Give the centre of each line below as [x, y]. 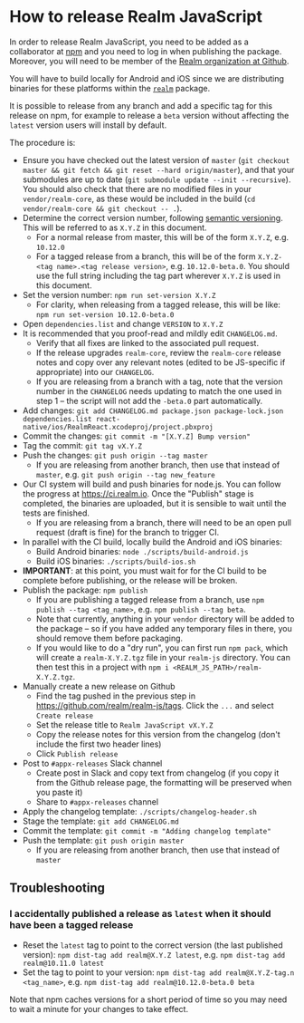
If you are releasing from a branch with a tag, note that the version [159, 381]
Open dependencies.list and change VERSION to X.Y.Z [123, 323]
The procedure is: [43, 142]
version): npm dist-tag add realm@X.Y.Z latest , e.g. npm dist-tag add [154, 954]
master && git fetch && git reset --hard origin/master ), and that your [158, 169]
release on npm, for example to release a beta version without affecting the [149, 115]
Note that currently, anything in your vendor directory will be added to [165, 619]
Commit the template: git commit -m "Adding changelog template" [147, 830]
